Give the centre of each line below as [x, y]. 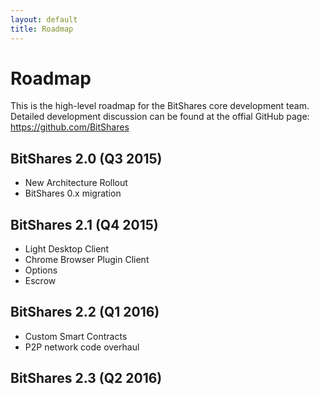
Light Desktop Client [67, 249]
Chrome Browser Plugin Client [87, 260]
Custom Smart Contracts [76, 336]
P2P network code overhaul [82, 347]
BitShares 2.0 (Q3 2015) [86, 158]
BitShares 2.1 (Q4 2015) [84, 224]
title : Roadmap [42, 29]
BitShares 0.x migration [73, 193]
